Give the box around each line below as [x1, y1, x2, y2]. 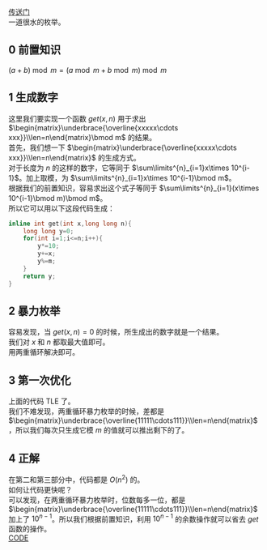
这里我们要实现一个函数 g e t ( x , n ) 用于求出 [8, 113, 146, 123]
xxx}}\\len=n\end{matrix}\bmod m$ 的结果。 [8, 132, 157, 142]
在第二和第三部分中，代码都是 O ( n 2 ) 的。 [8, 473, 145, 484]
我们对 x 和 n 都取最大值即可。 [8, 337, 110, 347]
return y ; [23, 272, 57, 280]
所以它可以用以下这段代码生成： [8, 203, 115, 213]
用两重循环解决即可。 [8, 347, 79, 357]
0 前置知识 [8, 43, 61, 57]
